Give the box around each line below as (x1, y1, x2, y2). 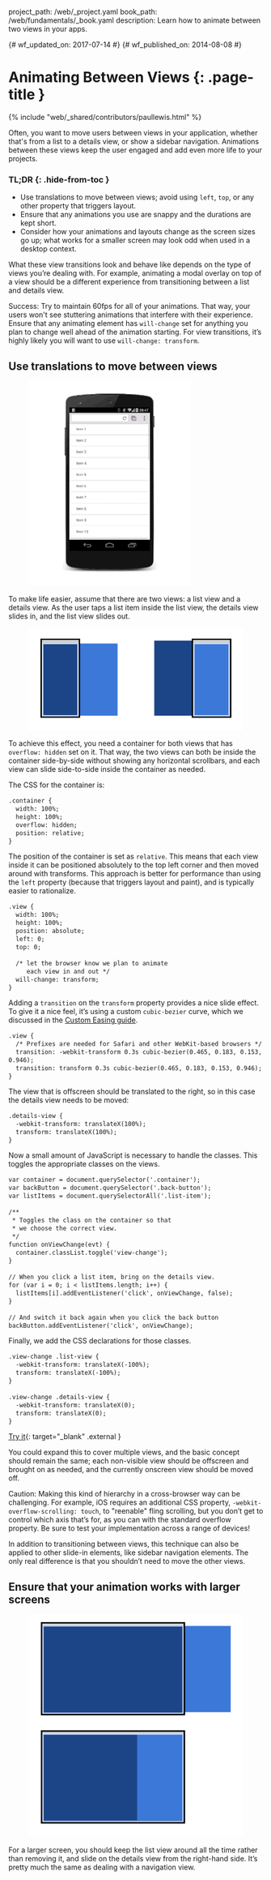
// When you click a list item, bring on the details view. (8, 1273, 216, 1282)
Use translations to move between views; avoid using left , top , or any (19, 192, 255, 202)
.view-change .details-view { (8, 1394, 111, 1402)
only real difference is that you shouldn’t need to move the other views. (8, 1557, 245, 1566)
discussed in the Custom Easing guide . (8, 1015, 138, 1025)
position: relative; (15, 829, 85, 837)
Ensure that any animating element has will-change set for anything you (8, 319, 248, 328)
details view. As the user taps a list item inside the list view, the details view (8, 603, 259, 613)
